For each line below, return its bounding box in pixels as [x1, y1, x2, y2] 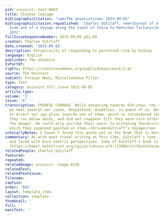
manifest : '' [5, 208, 32, 213]
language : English [5, 52, 42, 58]
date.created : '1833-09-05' [5, 44, 62, 49]
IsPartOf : [5, 62, 25, 67]
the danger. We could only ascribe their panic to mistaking [9, 121, 137, 126]
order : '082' [5, 185, 32, 190]
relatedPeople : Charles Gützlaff [5, 148, 73, 153]
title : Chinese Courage [5, 12, 54, 17]
